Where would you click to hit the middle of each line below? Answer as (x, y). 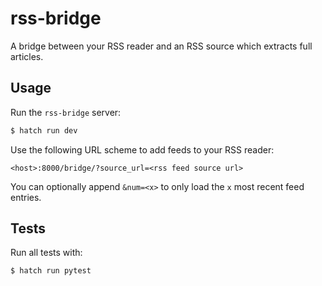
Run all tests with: (46, 253)
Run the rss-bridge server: (66, 112)
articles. (27, 56)
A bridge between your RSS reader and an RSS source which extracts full (161, 46)
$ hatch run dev (44, 130)
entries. (26, 197)
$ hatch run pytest (51, 271)
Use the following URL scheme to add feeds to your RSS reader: (142, 149)
